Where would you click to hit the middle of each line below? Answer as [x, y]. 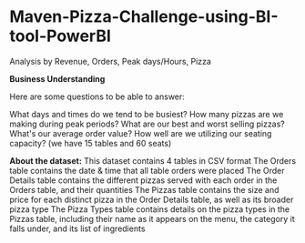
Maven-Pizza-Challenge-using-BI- [144, 17]
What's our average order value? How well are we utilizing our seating [141, 133]
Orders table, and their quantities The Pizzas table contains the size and [144, 189]
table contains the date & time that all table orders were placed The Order [147, 170]
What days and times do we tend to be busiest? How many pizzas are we [147, 114]
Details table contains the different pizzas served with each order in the [143, 180]
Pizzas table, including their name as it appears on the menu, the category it [152, 218]
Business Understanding [57, 78]
